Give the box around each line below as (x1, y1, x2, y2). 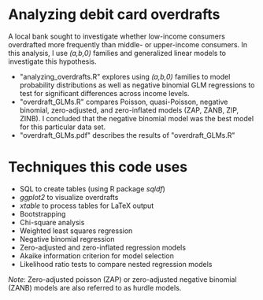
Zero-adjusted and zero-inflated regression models (19, 243, 187, 252)
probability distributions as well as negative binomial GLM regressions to (19, 80, 255, 90)
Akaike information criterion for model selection (19, 250, 175, 261)
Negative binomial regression (19, 234, 115, 243)
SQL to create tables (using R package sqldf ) (19, 183, 165, 194)
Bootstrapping (19, 209, 66, 218)
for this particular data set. (19, 122, 106, 131)
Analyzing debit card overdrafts (8, 6, 220, 24)
